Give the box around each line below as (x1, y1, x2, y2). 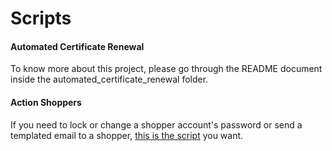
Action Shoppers (10, 96, 82, 108)
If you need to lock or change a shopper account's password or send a (10, 118, 303, 131)
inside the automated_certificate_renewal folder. (10, 73, 209, 86)
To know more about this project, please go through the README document (10, 63, 323, 75)
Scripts (10, 7, 72, 30)
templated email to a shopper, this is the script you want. (10, 129, 244, 141)
